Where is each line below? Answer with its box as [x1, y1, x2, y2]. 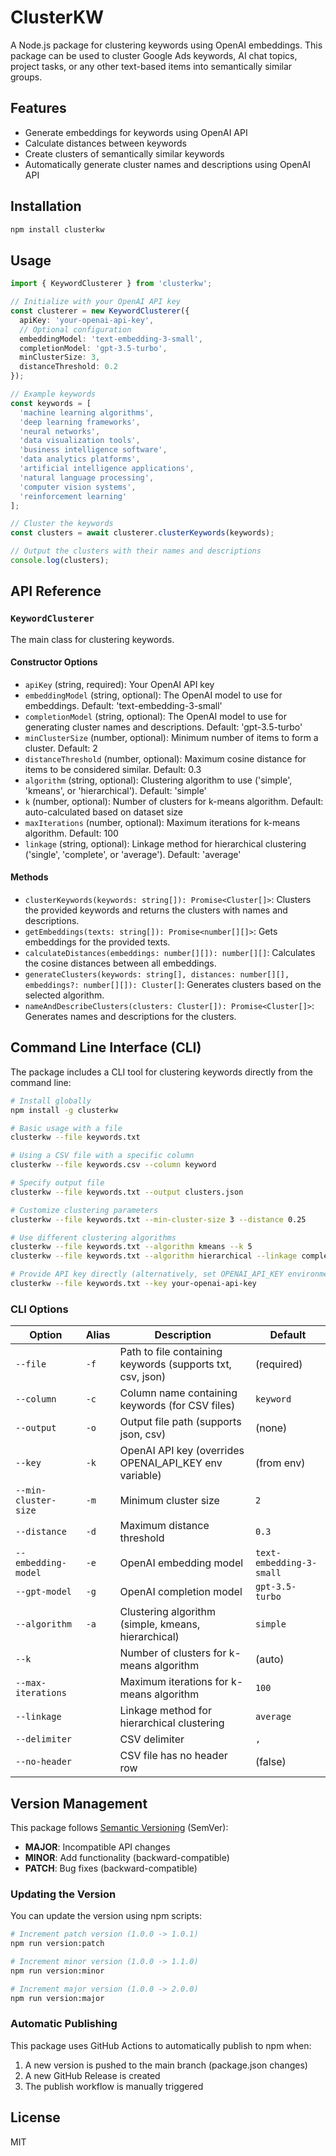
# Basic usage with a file [10, 1123, 123, 1133]
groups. [10, 71, 43, 83]
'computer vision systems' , [19, 482, 137, 492]
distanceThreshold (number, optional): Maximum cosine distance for [24, 752, 307, 765]
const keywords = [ [10, 398, 92, 408]
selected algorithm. [24, 989, 105, 1001]
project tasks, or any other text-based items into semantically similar [10, 60, 293, 72]
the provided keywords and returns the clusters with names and [24, 904, 288, 916]
